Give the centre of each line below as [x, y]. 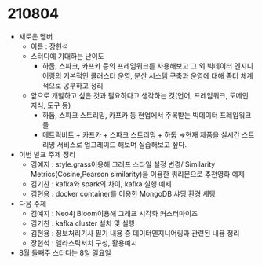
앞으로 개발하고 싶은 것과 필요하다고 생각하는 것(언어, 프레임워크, [129, 95]
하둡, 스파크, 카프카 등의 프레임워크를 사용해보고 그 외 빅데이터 [137, 66]
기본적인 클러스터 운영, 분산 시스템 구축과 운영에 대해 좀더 [151, 75]
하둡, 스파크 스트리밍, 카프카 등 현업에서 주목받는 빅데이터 [130, 115]
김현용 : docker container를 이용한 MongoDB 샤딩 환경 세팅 [123, 193]
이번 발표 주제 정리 [47, 154]
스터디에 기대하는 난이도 [67, 56]
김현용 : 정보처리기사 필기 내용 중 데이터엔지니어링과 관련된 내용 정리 [135, 233]
